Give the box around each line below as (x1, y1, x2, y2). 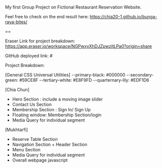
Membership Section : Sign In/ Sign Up (12, 107, 91, 112)
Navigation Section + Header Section (12, 141, 87, 147)
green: (5, 77, 19, 83)
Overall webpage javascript (12, 157, 68, 163)
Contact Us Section (12, 101, 52, 107)
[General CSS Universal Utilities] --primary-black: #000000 (5, 72, 126, 78)
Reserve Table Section (12, 136, 58, 142)
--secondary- (126, 72, 154, 78)
